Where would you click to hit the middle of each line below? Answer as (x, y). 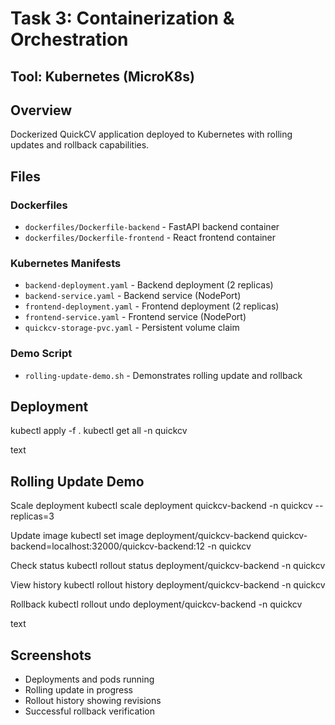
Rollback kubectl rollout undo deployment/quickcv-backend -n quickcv (156, 604)
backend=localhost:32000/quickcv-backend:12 (108, 546)
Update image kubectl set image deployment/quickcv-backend (140, 536)
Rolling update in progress (78, 690)
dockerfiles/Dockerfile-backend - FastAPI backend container (152, 227)
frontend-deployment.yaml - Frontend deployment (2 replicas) (152, 306)
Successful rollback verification (89, 711)
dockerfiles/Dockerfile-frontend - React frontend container (150, 238)
